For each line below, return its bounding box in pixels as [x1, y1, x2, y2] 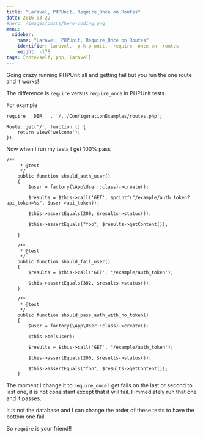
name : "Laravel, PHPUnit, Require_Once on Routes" [17, 37, 149, 43]
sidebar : [12, 32, 34, 38]
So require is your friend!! [6, 425, 72, 432]
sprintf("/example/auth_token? [110, 194, 190, 200]
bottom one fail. [6, 413, 46, 420]
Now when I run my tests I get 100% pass [6, 145, 111, 153]
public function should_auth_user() [17, 173, 111, 179]
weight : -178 [17, 49, 51, 55]
